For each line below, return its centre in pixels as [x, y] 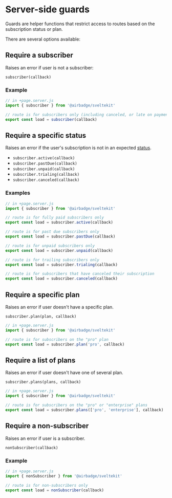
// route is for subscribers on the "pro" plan [57, 339]
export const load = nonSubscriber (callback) [55, 490]
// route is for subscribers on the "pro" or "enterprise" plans [76, 405]
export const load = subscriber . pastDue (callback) [60, 237]
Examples [18, 193]
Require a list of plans [40, 360]
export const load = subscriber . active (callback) [59, 223]
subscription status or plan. [34, 29]
